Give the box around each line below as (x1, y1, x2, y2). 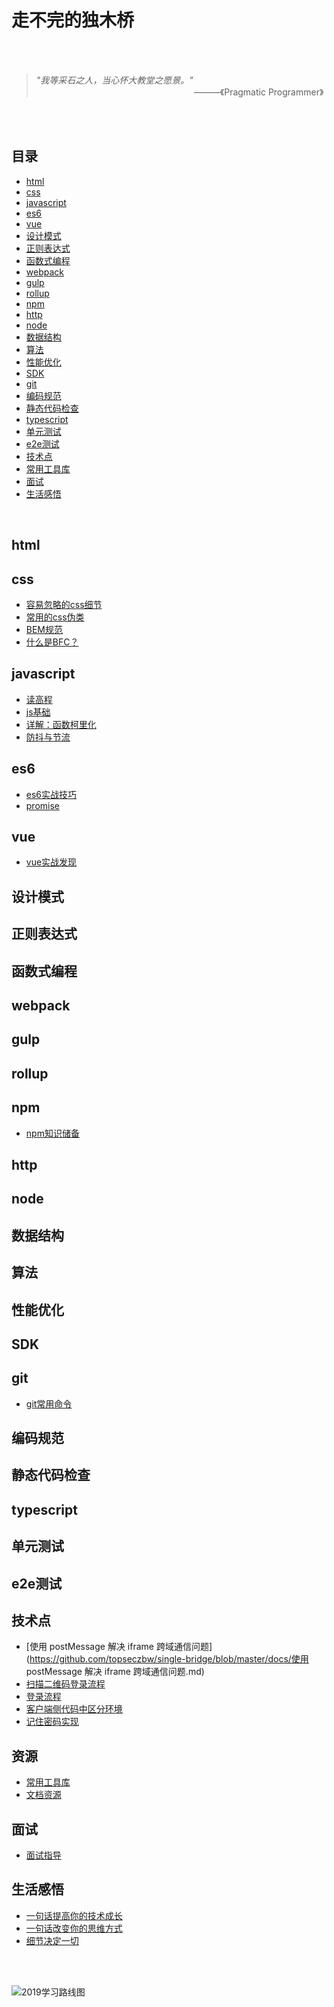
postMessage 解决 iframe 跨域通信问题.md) (25, 1666, 205, 1678)
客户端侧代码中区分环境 (25, 1703, 123, 1715)
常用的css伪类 (25, 611, 85, 623)
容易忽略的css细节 (25, 598, 103, 610)
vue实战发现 (25, 856, 78, 868)
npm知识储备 (25, 1127, 80, 1139)
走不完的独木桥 (11, 9, 135, 32)
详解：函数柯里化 (25, 718, 97, 730)
